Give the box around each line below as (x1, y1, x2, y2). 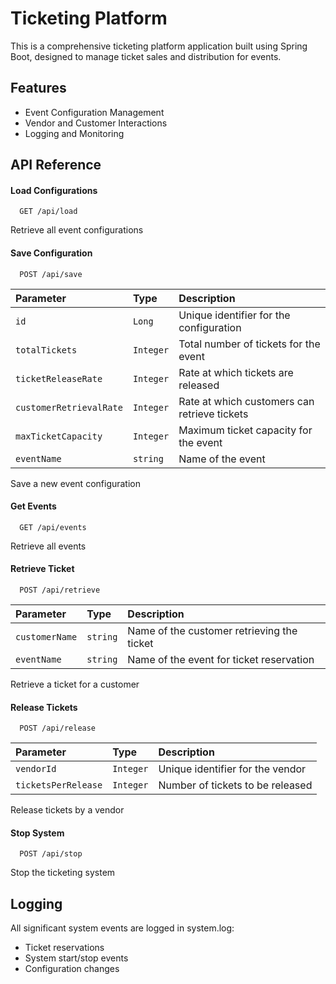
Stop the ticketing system (10, 867, 116, 879)
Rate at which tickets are (178, 365, 294, 379)
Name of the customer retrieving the (127, 623, 298, 637)
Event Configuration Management (24, 106, 165, 118)
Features (10, 80, 67, 97)
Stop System (10, 827, 65, 839)
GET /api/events (19, 522, 87, 532)
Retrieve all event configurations (10, 224, 144, 236)
